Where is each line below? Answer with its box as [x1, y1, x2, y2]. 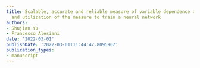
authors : [6, 20, 28, 25]
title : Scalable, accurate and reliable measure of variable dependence [6, 8, 190, 15]
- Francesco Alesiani [6, 31, 60, 37]
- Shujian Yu [6, 25, 39, 31]
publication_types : [6, 47, 55, 53]
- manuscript [6, 53, 39, 59]
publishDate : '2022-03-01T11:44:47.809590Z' [6, 42, 118, 48]
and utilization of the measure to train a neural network [11, 14, 161, 20]
